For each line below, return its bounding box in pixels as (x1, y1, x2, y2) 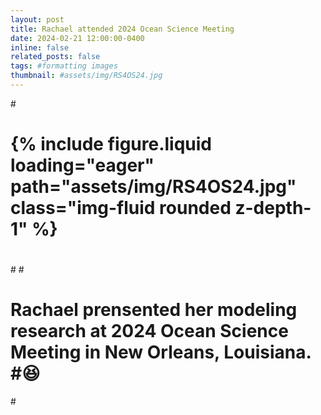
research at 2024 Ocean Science (10, 320, 289, 343)
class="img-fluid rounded (10, 197, 232, 220)
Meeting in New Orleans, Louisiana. (10, 341, 312, 364)
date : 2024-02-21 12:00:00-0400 (10, 33, 145, 43)
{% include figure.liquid (10, 133, 212, 156)
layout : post (10, 14, 65, 25)
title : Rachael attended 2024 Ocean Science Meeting (10, 24, 235, 34)
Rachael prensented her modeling (10, 299, 298, 321)
